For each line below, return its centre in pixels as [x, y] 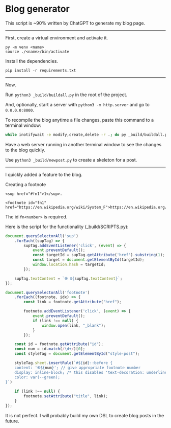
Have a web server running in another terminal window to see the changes [83, 144]
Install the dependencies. [32, 61]
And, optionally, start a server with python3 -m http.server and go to [78, 104]
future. [12, 421]
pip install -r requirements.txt [41, 70]
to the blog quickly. [25, 150]
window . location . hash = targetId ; [69, 265]
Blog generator [37, 9]
